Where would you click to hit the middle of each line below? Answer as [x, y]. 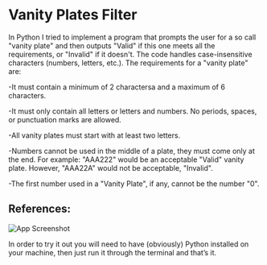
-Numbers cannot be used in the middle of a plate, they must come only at [132, 151]
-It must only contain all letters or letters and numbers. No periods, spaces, [133, 111]
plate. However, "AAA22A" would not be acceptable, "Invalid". [111, 168]
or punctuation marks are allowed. [65, 119]
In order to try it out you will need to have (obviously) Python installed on [129, 244]
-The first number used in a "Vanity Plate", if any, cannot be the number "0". [134, 184]
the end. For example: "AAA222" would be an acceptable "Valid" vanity [126, 159]
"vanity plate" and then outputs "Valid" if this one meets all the [112, 45]
